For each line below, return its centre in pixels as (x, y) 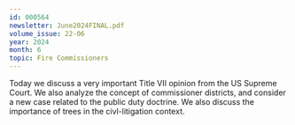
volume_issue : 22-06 (47, 33)
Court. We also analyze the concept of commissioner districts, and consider (147, 92)
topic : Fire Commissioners (59, 58)
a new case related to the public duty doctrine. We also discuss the (132, 102)
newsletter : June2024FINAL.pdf (67, 26)
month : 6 (25, 50)
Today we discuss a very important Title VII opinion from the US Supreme (143, 83)
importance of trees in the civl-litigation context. (97, 111)
